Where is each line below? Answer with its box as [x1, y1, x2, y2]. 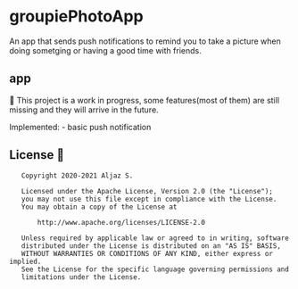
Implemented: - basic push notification [9, 121, 152, 132]
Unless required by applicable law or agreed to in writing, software [21, 234, 290, 243]
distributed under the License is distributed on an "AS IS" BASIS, [21, 241, 281, 251]
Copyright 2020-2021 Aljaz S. [21, 171, 134, 180]
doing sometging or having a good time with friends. [9, 45, 203, 55]
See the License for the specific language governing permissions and [21, 265, 290, 274]
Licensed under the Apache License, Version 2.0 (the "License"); [21, 186, 274, 195]
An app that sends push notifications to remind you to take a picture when [9, 36, 281, 46]
